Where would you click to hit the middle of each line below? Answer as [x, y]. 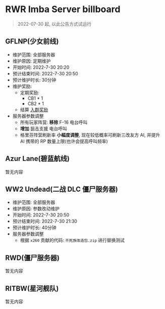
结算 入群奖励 [34, 109]
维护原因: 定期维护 [32, 61]
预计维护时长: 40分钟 [34, 228]
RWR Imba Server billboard [63, 9]
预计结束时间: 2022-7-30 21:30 [45, 222]
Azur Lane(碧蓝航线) [37, 159]
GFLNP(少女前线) [32, 41]
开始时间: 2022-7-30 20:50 [41, 215]
